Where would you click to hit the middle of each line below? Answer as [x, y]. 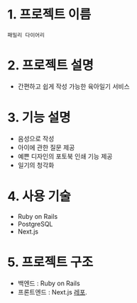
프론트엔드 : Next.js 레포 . [52, 292]
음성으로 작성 [36, 138]
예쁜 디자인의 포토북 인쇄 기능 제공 [65, 156]
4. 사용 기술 [39, 196]
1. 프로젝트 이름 [49, 15]
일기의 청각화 [36, 165]
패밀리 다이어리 [26, 35]
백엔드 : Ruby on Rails [49, 283]
